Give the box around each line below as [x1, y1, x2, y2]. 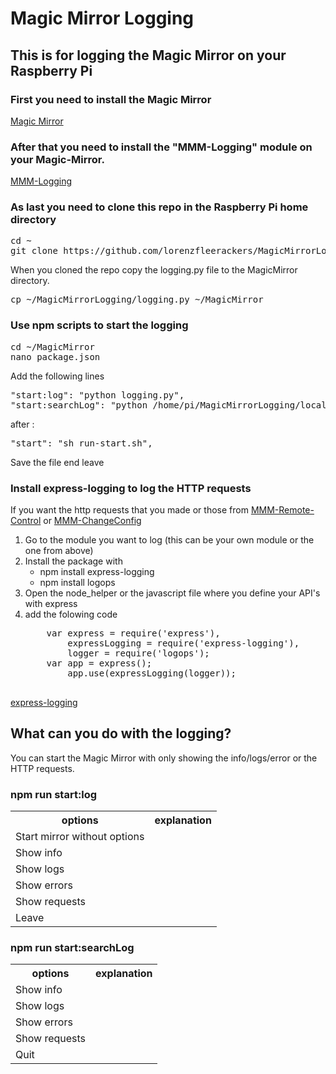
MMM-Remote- [250, 504, 315, 516]
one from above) [24, 545, 94, 557]
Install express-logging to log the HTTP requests [10, 481, 252, 495]
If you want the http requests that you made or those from [10, 504, 249, 516]
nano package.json [10, 351, 101, 362]
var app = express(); [46, 658, 153, 669]
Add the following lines [10, 370, 105, 382]
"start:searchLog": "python [10, 399, 148, 411]
